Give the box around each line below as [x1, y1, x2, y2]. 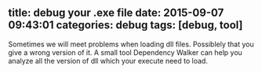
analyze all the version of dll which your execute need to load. [8, 56, 208, 65]
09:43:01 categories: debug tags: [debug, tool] [8, 19, 243, 32]
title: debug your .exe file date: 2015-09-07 [8, 6, 224, 20]
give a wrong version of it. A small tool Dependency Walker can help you [8, 47, 243, 57]
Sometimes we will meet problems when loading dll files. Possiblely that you [8, 39, 254, 49]
